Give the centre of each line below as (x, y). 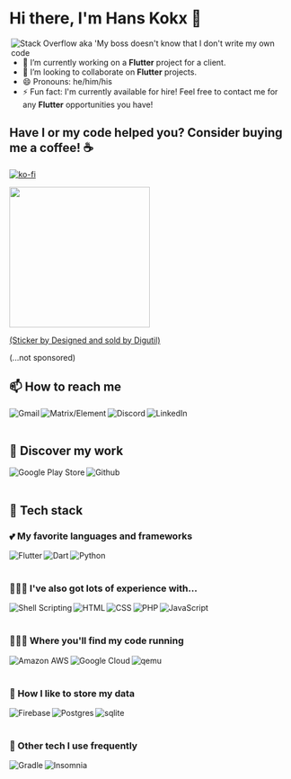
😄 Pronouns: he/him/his (67, 81)
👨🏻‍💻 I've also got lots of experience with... (103, 588)
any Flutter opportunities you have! (88, 104)
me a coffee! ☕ (52, 148)
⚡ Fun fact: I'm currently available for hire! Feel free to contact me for (150, 91)
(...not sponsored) (43, 357)
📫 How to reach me (66, 387)
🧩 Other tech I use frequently (73, 746)
